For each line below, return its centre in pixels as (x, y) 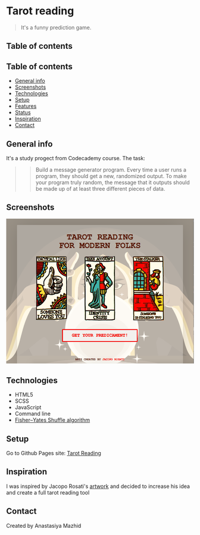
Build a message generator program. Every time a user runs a (111, 169)
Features (26, 106)
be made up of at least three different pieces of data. (100, 188)
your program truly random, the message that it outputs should (113, 182)
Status (23, 113)
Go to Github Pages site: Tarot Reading (54, 453)
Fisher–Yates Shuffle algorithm (52, 420)
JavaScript (28, 408)
